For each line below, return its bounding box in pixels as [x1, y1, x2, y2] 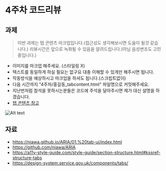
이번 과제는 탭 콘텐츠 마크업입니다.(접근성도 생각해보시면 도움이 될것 [17, 40, 149, 46]
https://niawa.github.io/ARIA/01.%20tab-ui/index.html [12, 139, 123, 145]
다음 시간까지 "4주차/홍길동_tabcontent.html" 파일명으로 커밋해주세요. [12, 81, 150, 87]
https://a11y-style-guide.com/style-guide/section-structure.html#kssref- [12, 149, 161, 155]
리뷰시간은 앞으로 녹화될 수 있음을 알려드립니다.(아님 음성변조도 [29, 46, 153, 52]
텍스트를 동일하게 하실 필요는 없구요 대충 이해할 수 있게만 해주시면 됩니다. [12, 69, 155, 75]
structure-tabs [12, 155, 42, 161]
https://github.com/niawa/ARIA [12, 144, 76, 150]
